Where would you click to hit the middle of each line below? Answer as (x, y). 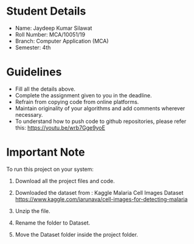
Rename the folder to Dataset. (53, 223)
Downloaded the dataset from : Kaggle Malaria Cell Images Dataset (99, 192)
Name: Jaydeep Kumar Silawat (54, 28)
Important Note (46, 152)
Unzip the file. (33, 211)
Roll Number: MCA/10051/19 (50, 34)
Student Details (46, 11)
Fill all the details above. (45, 89)
